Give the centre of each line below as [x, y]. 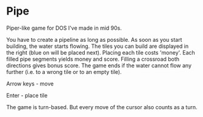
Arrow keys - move [30, 84]
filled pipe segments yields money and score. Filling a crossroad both [93, 59]
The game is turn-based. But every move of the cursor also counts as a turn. [102, 107]
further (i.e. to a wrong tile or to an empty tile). [64, 72]
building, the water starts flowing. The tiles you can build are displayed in [98, 46]
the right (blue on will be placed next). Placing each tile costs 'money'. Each [101, 52]
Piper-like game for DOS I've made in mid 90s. [64, 28]
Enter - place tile [27, 95]
